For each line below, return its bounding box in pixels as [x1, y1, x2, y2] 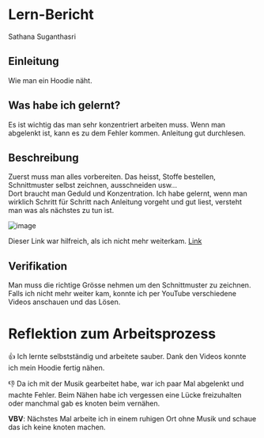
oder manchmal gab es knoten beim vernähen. [8, 398, 160, 409]
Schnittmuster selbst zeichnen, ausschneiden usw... [8, 181, 178, 190]
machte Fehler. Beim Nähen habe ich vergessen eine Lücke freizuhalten [8, 390, 243, 400]
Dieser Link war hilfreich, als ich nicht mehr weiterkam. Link [8, 236, 202, 246]
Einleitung [8, 55, 59, 68]
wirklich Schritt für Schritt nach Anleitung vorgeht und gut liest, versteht [8, 197, 243, 207]
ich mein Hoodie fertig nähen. [8, 363, 105, 373]
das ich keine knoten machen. [8, 422, 106, 432]
